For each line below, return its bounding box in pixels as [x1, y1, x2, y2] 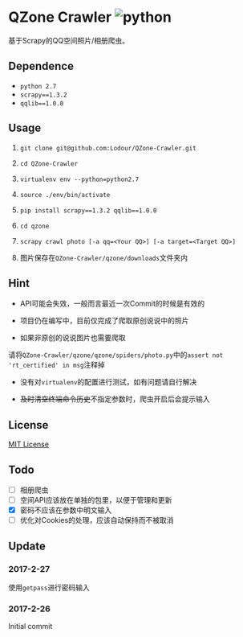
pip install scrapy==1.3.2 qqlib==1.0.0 [19, 206, 157, 215]
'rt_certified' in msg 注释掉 [8, 360, 106, 370]
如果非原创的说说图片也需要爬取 [19, 333, 126, 343]
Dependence [8, 60, 75, 73]
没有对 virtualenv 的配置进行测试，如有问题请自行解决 [19, 377, 197, 387]
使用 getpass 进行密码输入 [8, 582, 91, 592]
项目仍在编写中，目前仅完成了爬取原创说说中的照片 [19, 316, 189, 326]
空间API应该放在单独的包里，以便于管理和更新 [19, 495, 172, 505]
